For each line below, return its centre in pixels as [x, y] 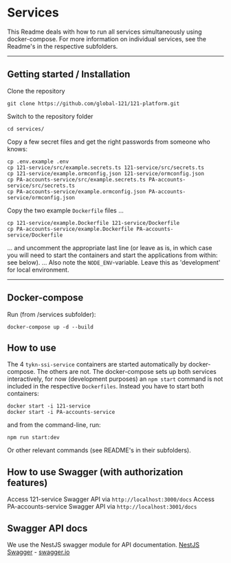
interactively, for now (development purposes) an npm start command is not [115, 379]
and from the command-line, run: [54, 425]
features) [27, 483]
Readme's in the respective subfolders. [63, 46]
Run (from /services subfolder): [52, 314]
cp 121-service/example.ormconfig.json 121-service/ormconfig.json [106, 173]
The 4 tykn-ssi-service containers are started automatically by [97, 364]
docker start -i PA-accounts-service [61, 412]
